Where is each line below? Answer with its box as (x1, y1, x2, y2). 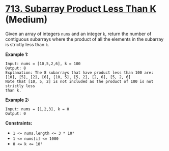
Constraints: (5, 120, 33, 126)
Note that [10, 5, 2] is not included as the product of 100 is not (5, 79, 154, 84)
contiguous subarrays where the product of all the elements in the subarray (5, 36, 164, 42)
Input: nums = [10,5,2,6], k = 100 (5, 61, 81, 66)
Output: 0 (5, 111, 26, 116)
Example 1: (5, 51, 29, 57)
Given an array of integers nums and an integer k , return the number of (5, 31, 152, 37)
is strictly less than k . (5, 41, 49, 47)
